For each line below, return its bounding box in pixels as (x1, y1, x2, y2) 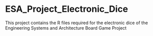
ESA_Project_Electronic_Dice (5, 3, 129, 15)
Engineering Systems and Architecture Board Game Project (5, 25, 127, 31)
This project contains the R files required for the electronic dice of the (5, 20, 149, 26)
